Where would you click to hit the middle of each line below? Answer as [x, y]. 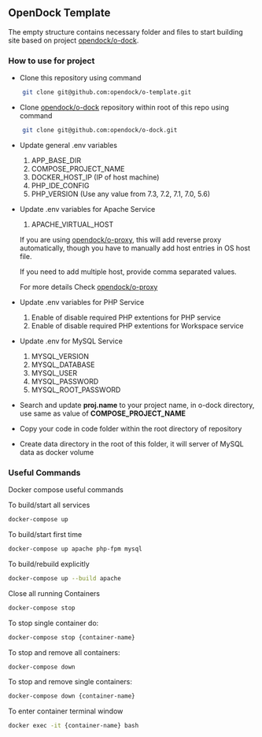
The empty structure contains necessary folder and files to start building [126, 31]
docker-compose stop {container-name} [72, 637]
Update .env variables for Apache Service [87, 209]
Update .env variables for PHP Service [82, 302]
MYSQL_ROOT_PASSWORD [76, 390]
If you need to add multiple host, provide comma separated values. [128, 272]
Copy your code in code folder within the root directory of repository [131, 428]
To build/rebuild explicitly [49, 564]
